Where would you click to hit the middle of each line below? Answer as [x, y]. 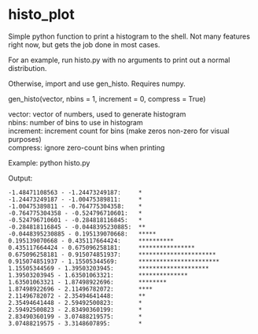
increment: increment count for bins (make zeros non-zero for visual [119, 131]
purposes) [25, 139]
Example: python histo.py [49, 162]
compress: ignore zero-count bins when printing [87, 147]
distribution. [28, 68]
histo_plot [41, 15]
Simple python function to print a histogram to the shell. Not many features [129, 36]
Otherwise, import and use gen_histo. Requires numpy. [97, 83]
